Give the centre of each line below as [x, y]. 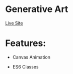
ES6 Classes [25, 66]
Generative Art [37, 9]
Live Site [14, 23]
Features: [26, 43]
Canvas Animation [31, 57]
